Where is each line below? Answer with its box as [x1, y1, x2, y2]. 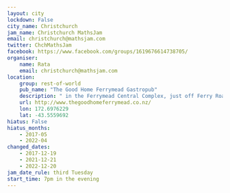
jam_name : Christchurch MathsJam [7, 29, 103, 36]
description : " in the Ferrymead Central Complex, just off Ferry [19, 93, 213, 100]
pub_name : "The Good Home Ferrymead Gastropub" [19, 86, 157, 93]
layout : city [7, 10, 44, 17]
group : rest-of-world [19, 80, 81, 87]
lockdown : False [7, 16, 53, 23]
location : [7, 73, 36, 81]
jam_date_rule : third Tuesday [7, 169, 94, 176]
